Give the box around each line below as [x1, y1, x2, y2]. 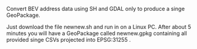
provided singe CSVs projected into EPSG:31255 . [6, 36, 131, 43]
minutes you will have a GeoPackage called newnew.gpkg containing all [6, 30, 187, 37]
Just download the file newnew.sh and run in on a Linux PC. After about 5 [6, 24, 191, 30]
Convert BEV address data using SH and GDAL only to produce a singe [6, 5, 185, 12]
